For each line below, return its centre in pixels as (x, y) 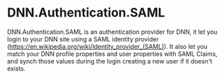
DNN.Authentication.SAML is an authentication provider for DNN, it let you (112, 32)
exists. (17, 68)
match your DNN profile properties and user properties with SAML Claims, (112, 54)
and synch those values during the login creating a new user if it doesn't (110, 61)
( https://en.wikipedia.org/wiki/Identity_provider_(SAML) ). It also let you (108, 46)
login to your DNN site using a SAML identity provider (83, 39)
